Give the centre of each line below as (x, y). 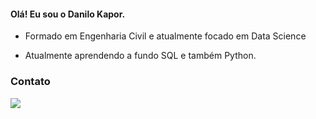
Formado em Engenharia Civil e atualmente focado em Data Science (165, 36)
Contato (30, 82)
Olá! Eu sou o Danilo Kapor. (68, 14)
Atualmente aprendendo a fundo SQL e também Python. (140, 56)
